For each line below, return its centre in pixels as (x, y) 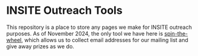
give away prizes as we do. (40, 46)
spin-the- (176, 33)
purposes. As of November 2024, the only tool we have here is (85, 33)
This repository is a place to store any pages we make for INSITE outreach (99, 27)
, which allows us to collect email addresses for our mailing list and (104, 40)
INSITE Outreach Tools (64, 11)
